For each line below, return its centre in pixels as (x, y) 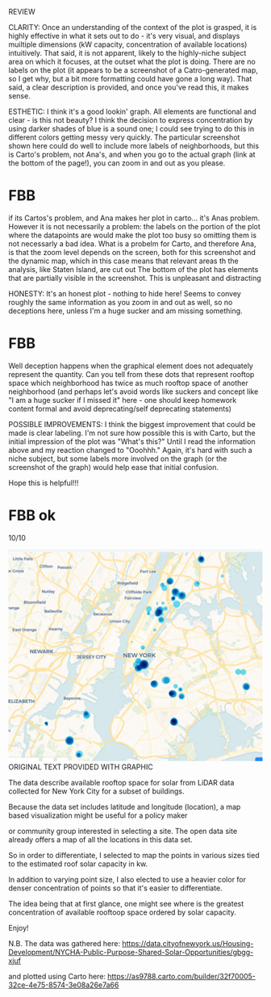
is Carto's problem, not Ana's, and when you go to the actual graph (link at (132, 154)
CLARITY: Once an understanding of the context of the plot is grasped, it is (133, 27)
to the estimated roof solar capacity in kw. (78, 864)
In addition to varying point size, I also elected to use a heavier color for (127, 879)
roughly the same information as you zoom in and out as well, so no (121, 302)
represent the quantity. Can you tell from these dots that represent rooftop (131, 374)
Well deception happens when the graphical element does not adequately (131, 366)
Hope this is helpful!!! (44, 483)
